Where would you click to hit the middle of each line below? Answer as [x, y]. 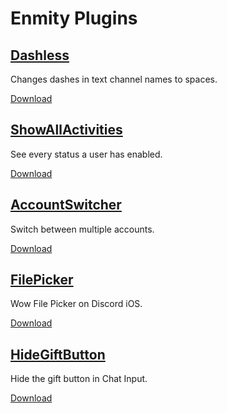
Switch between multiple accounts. [82, 229]
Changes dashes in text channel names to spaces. [114, 79]
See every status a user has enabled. [86, 154]
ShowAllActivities [66, 130]
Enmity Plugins [74, 18]
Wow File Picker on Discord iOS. [76, 304]
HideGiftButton [58, 354]
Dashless [40, 55]
